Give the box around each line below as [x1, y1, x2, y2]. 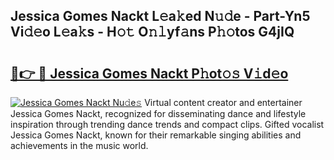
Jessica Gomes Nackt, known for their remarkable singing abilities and [10, 129, 302, 141]
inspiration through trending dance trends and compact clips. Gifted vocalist [10, 119, 325, 130]
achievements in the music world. [10, 140, 149, 151]
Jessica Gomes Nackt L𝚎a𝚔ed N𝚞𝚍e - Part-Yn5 [10, 8, 311, 25]
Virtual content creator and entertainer [144, 97, 303, 108]
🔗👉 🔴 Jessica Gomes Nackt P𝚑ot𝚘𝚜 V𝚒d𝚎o [10, 65, 289, 82]
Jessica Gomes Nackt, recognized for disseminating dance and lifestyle [10, 108, 307, 119]
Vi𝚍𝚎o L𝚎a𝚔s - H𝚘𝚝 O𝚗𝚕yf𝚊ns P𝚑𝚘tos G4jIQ [10, 24, 295, 41]
